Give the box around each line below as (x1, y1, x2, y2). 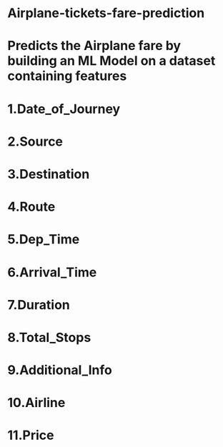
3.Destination (7, 166, 90, 182)
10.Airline (7, 395, 66, 411)
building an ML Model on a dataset (7, 53, 216, 69)
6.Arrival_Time (7, 264, 97, 280)
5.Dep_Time (7, 231, 80, 248)
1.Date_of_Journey (7, 101, 121, 117)
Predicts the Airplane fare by (7, 38, 181, 54)
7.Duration (7, 296, 70, 313)
